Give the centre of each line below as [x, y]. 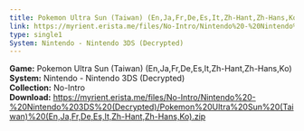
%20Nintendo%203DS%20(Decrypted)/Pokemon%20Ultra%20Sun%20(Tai [152, 107]
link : [19, 26]
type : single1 [36, 34]
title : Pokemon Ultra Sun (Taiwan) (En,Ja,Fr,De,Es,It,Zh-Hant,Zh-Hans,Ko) [155, 18]
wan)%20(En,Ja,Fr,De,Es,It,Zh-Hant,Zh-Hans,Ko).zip [108, 117]
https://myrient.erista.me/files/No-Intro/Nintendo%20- [154, 98]
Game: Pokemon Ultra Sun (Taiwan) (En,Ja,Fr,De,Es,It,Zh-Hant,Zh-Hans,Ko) [151, 69]
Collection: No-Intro [47, 88]
